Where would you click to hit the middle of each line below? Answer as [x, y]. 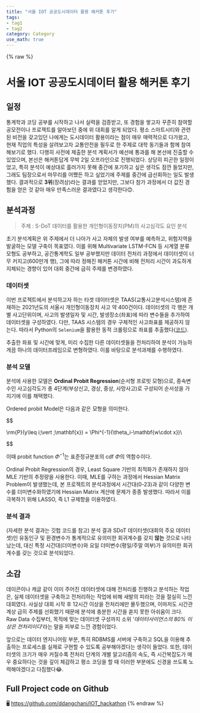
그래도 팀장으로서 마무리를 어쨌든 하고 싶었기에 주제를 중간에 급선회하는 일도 [95, 175]
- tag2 [14, 28]
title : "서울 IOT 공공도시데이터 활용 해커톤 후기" [62, 12]
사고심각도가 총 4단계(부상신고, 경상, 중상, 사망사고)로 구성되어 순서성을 [100, 389]
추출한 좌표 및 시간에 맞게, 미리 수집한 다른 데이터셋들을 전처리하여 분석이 [91, 343]
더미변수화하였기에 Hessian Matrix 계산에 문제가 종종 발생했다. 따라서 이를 [104, 492]
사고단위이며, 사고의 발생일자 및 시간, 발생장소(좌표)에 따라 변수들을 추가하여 [101, 315]
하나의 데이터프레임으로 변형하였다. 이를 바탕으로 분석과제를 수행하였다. [100, 350]
